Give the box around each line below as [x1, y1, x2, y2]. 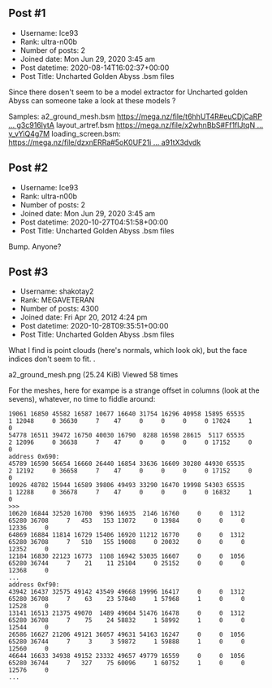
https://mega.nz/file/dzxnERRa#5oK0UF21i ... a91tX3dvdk [8, 137, 201, 147]
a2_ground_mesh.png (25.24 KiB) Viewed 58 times [8, 370, 179, 380]
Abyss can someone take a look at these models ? [8, 95, 176, 105]
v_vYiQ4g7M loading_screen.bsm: [8, 128, 122, 138]
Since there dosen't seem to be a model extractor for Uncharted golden [8, 87, 248, 97]
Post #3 [8, 265, 49, 279]
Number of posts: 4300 [19, 304, 99, 314]
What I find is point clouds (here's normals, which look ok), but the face [8, 346, 248, 355]
